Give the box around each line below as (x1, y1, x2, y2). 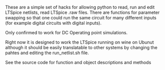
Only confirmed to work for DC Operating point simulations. (5, 30, 128, 35)
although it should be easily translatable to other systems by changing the (5, 45, 157, 50)
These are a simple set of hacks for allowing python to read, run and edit (5, 4, 155, 10)
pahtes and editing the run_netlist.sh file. (5, 50, 89, 56)
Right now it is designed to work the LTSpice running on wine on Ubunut (5, 39, 154, 45)
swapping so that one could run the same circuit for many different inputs (5, 15, 156, 20)
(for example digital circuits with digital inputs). (5, 20, 101, 26)
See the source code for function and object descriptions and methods (5, 60, 151, 65)
